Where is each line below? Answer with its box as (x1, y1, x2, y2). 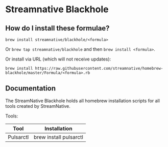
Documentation (5, 84, 56, 93)
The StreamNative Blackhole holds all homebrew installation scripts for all (5, 98, 160, 104)
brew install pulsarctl (34, 133, 83, 140)
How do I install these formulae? (5, 24, 110, 33)
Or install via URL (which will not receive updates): (5, 56, 111, 62)
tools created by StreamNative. (5, 103, 70, 109)
